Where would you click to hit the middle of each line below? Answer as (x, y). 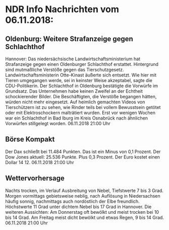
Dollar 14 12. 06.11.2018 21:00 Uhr (40, 162)
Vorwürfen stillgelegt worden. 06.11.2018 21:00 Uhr (58, 123)
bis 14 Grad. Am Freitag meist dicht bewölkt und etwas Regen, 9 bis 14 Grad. (84, 217)
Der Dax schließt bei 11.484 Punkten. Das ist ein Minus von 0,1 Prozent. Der (83, 151)
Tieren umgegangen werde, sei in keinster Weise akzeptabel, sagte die (79, 80)
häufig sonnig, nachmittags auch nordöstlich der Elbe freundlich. (72, 201)
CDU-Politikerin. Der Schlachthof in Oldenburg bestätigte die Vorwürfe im (81, 86)
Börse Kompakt (30, 140)
